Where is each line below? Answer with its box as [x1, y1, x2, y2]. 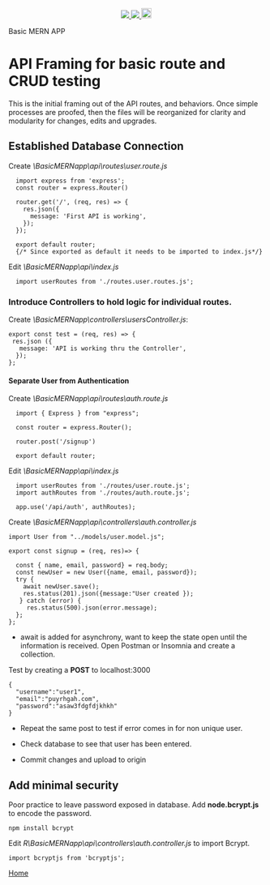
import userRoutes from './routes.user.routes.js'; [15, 277, 195, 285]
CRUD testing [8, 72, 101, 91]
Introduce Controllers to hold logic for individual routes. [8, 296, 233, 307]
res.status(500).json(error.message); [26, 604, 158, 612]
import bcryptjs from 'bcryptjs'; [8, 854, 126, 862]
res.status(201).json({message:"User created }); [23, 590, 195, 598]
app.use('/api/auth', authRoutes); [15, 503, 136, 511]
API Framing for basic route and [8, 55, 225, 73]
